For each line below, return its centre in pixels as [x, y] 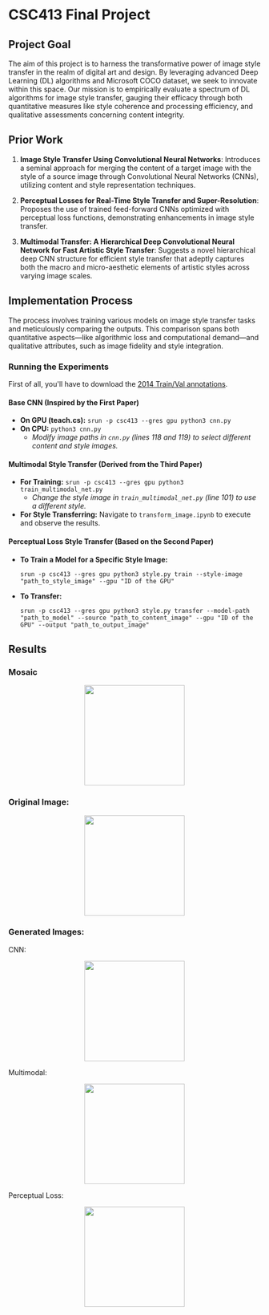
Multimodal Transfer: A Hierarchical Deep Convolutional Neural [127, 241]
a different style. [59, 506]
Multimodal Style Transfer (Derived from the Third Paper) [105, 464]
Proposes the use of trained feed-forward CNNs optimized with [124, 209]
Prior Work [36, 140]
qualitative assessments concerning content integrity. [97, 115]
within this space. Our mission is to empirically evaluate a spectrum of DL [129, 89]
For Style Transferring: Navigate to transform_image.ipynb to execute [135, 514]
